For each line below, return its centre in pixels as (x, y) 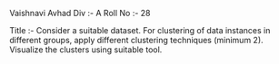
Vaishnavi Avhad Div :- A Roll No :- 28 (80, 13)
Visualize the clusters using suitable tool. (86, 50)
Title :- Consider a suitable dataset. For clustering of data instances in (140, 30)
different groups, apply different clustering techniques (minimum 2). (136, 40)
